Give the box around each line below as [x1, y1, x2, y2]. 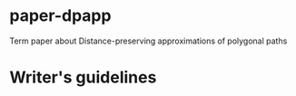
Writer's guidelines [9, 67, 157, 88]
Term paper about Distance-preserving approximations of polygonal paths [9, 35, 288, 46]
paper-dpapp [9, 5, 112, 26]
